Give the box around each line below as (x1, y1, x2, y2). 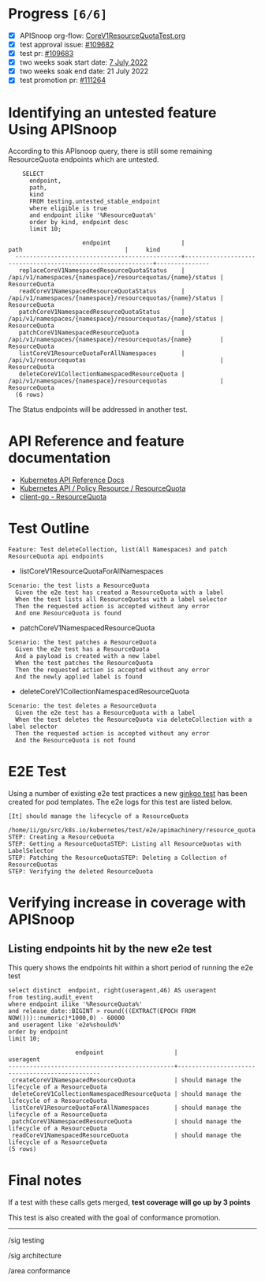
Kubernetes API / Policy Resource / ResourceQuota (19, 484, 186, 493)
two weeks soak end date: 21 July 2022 (19, 66, 149, 76)
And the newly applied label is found (15, 673, 144, 681)
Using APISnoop (8, 120, 118, 138)
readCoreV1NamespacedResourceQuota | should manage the (11, 1131, 242, 1140)
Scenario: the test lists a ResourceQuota (8, 581, 150, 590)
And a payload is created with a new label (15, 652, 160, 660)
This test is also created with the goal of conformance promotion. (8, 1213, 221, 1222)
